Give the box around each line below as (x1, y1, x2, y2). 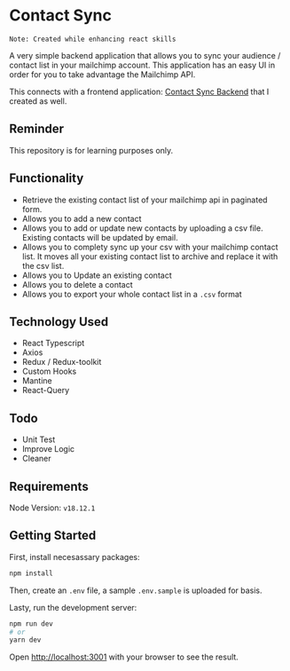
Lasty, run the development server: (9, 602, 137, 612)
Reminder (9, 122, 65, 137)
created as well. (9, 95, 67, 107)
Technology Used (9, 314, 109, 329)
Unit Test (21, 434, 56, 445)
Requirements (9, 478, 89, 493)
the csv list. (21, 260, 65, 271)
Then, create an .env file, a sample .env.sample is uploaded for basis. (9, 585, 263, 596)
